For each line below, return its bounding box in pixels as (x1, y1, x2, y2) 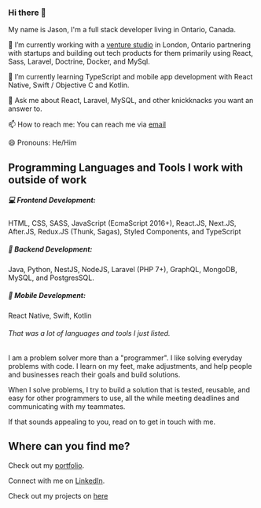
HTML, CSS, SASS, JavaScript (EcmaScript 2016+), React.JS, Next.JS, (8, 218, 237, 227)
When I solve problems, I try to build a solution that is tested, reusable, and (8, 385, 250, 394)
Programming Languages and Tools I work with (8, 160, 244, 174)
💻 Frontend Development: (8, 196, 96, 205)
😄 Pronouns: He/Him (8, 138, 77, 148)
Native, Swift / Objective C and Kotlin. (8, 80, 130, 90)
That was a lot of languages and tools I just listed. (8, 329, 171, 338)
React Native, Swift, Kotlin (8, 311, 92, 320)
